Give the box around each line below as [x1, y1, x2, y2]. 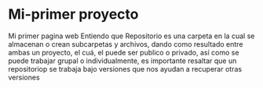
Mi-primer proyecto [8, 5, 139, 23]
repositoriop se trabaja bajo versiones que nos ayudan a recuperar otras [8, 64, 242, 73]
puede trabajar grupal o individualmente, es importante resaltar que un [8, 56, 237, 65]
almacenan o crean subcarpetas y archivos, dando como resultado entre [8, 39, 243, 48]
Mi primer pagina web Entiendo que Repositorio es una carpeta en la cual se [8, 31, 255, 40]
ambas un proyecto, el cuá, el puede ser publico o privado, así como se [8, 48, 239, 57]
